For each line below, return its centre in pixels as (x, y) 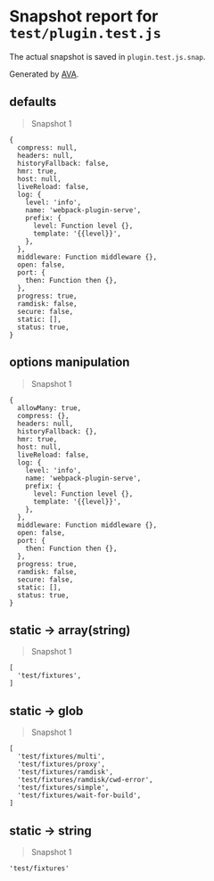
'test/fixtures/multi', (61, 757)
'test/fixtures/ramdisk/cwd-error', (85, 780)
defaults (33, 102)
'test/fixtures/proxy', (61, 764)
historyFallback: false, (63, 163)
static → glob (46, 711)
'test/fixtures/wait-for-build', (79, 795)
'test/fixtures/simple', (63, 788)
